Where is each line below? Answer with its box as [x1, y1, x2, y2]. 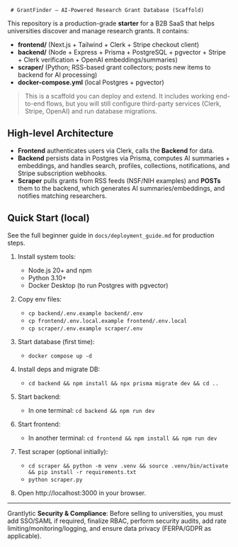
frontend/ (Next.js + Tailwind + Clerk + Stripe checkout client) [17, 40, 200, 49]
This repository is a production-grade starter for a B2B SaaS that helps [7, 19, 215, 28]
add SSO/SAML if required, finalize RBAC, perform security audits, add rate [7, 516, 227, 525]
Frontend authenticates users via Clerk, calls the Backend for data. [17, 146, 215, 155]
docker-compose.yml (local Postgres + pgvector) [17, 78, 164, 87]
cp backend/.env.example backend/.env [28, 309, 143, 317]
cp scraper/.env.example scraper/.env [28, 325, 143, 332]
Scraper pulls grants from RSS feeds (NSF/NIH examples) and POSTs [17, 176, 221, 184]
